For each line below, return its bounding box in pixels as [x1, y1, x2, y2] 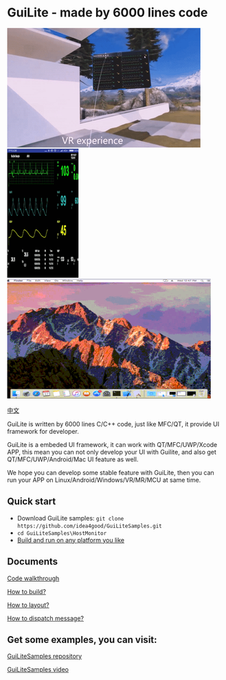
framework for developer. [7, 427, 79, 435]
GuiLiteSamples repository [7, 652, 82, 661]
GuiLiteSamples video [7, 666, 69, 674]
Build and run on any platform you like [16, 536, 125, 544]
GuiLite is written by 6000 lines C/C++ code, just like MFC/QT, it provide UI [7, 419, 220, 428]
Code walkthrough [7, 574, 60, 582]
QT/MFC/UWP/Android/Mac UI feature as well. [7, 455, 139, 463]
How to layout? [7, 600, 49, 609]
